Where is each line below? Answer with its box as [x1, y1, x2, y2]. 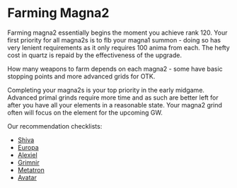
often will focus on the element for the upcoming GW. [7, 108, 163, 117]
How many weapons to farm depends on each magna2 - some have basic [7, 64, 223, 73]
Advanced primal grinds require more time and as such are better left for [7, 93, 219, 102]
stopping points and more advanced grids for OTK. [7, 72, 156, 81]
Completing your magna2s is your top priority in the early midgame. [7, 86, 205, 94]
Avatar [17, 173, 37, 182]
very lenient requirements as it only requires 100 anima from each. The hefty [7, 43, 230, 52]
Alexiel [17, 151, 37, 159]
